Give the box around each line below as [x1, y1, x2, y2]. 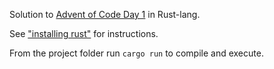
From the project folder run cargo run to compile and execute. [9, 47, 264, 59]
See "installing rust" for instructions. [9, 28, 159, 39]
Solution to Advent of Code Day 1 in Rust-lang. [9, 9, 201, 20]
